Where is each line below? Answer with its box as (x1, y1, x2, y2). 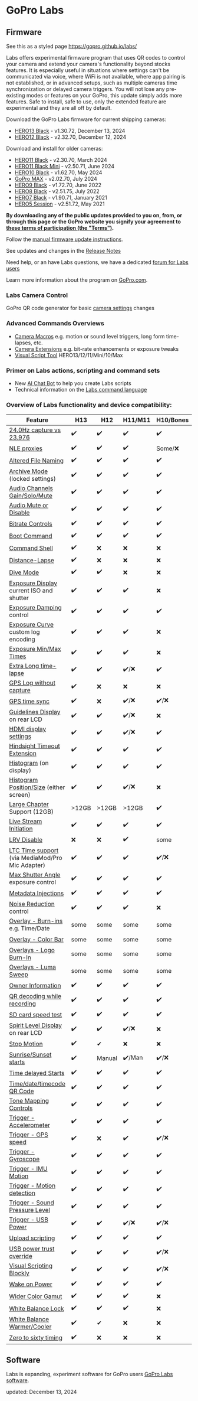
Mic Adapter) (9, 861, 46, 869)
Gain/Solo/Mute (9, 491, 53, 500)
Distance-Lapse (9, 556, 55, 564)
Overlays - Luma (9, 963, 57, 972)
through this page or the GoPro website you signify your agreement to (6, 218, 181, 225)
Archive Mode (9, 467, 48, 475)
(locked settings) (9, 475, 56, 483)
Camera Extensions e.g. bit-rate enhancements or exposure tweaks (14, 345, 179, 352)
